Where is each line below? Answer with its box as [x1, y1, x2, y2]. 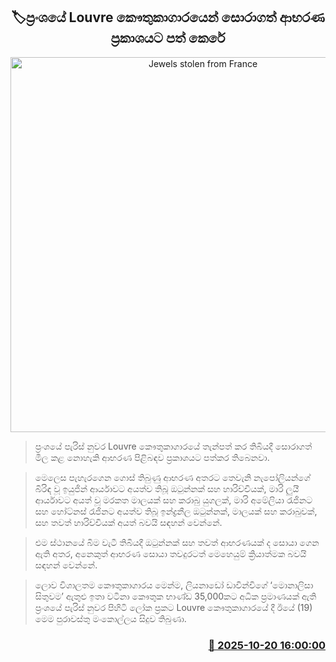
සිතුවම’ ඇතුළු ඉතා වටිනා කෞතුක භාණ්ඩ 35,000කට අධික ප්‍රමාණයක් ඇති [34, 590, 317, 602]
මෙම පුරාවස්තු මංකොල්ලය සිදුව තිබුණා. [34, 612, 187, 624]
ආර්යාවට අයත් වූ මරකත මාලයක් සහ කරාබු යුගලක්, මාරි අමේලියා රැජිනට [34, 494, 313, 506]
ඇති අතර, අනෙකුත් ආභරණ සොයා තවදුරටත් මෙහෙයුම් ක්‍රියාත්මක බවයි [34, 547, 307, 559]
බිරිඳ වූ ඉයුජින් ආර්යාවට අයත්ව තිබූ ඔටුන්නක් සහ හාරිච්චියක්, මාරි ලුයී [34, 482, 300, 494]
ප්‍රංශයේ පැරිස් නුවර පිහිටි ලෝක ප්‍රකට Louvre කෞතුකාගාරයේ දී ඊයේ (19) [34, 601, 313, 613]
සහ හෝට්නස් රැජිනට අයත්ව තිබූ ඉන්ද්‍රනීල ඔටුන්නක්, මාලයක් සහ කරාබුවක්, [34, 505, 318, 517]
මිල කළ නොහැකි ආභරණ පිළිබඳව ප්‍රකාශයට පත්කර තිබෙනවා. [34, 451, 270, 463]
